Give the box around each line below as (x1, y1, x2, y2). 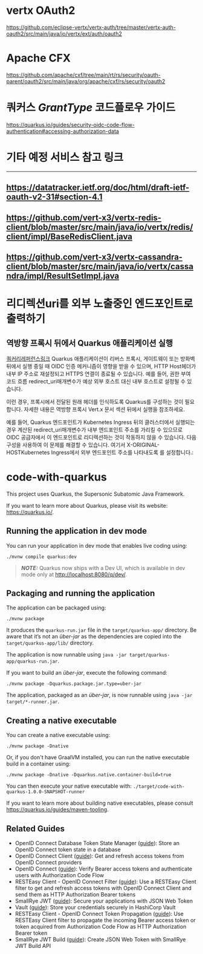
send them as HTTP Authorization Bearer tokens (14, 891, 136, 898)
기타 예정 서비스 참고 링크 (6, 151, 124, 164)
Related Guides (6, 823, 65, 834)
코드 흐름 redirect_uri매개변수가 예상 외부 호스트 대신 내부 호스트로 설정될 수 (6, 377, 186, 385)
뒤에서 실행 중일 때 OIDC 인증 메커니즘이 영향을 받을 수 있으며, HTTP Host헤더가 (6, 362, 196, 369)
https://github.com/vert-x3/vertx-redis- (6, 212, 162, 222)
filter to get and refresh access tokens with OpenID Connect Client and (14, 884, 192, 892)
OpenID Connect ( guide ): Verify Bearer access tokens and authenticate (14, 865, 193, 872)
